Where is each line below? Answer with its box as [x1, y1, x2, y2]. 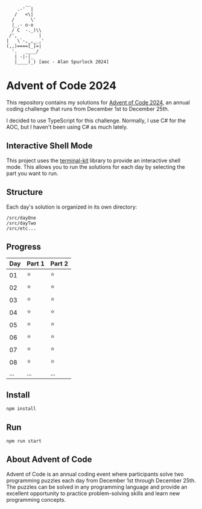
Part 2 [50, 259, 68, 268]
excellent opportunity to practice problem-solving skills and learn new [6, 490, 180, 497]
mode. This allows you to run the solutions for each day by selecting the [6, 163, 185, 170]
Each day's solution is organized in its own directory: [6, 203, 137, 210]
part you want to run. [6, 169, 58, 177]
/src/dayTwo [6, 220, 36, 226]
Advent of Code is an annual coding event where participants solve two [6, 470, 184, 478]
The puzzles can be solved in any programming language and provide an [6, 483, 188, 490]
